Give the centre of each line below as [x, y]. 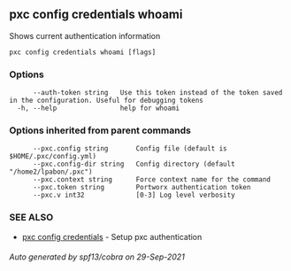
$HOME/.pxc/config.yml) [53, 157]
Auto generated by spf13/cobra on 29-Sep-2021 [97, 257]
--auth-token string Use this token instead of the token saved [157, 93]
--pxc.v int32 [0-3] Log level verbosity [134, 195]
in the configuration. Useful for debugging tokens [106, 101]
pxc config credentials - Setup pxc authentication [112, 236]
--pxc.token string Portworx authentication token [142, 188]
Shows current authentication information [85, 35]
